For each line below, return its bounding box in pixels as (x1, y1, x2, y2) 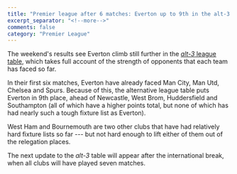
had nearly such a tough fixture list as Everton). (7, 109, 146, 117)
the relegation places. (7, 138, 71, 146)
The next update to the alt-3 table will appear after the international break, (7, 151, 224, 160)
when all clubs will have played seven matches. (7, 159, 146, 168)
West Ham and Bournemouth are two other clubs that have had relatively (7, 122, 220, 131)
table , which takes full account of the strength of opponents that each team (7, 58, 228, 66)
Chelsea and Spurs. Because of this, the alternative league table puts (7, 86, 209, 94)
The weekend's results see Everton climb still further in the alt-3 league (7, 50, 216, 58)
